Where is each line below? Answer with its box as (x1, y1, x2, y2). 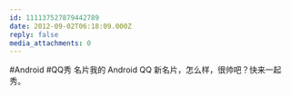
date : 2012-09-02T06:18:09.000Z (9, 22, 132, 31)
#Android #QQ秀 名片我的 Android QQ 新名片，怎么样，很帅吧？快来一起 (9, 64, 282, 75)
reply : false (9, 30, 59, 39)
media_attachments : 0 (9, 38, 92, 48)
